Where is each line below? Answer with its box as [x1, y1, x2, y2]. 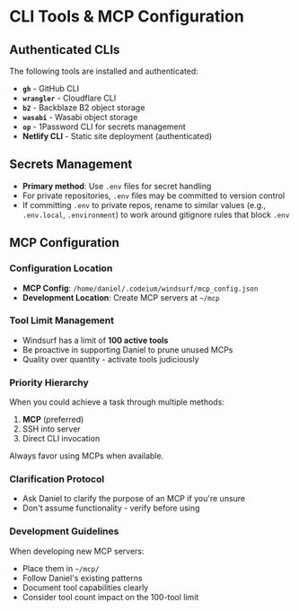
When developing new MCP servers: [9, 546, 145, 556]
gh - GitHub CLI [22, 83, 79, 93]
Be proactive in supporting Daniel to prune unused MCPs [22, 344, 233, 355]
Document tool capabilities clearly [22, 581, 149, 593]
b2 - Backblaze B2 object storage [22, 102, 145, 113]
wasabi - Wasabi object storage [22, 112, 138, 122]
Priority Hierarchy [9, 376, 90, 388]
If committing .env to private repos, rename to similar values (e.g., [22, 199, 267, 210]
